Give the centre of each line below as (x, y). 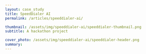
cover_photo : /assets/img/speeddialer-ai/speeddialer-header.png (72, 40)
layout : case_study (25, 9)
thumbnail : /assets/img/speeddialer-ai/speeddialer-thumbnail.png (73, 27)
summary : (14, 44)
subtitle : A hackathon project (36, 32)
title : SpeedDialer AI (28, 14)
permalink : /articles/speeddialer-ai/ (44, 18)
